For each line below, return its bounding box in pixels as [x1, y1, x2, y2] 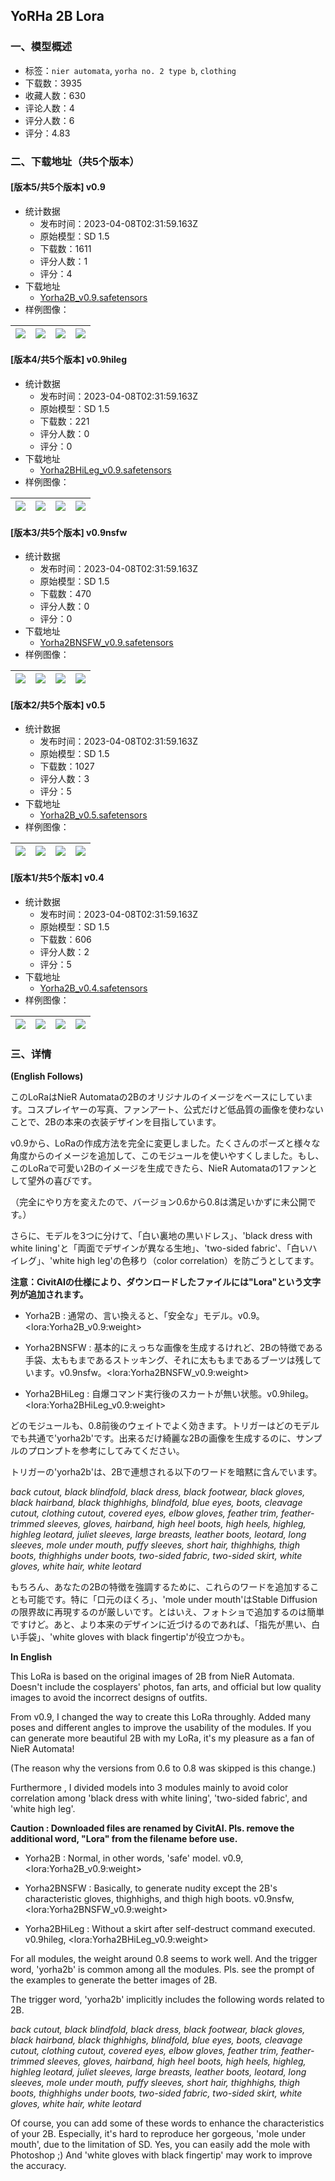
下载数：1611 [39, 242, 92, 254]
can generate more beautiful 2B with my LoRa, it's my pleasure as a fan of [10, 1732, 315, 1744]
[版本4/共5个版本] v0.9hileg [10, 354, 127, 366]
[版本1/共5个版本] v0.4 [10, 872, 105, 884]
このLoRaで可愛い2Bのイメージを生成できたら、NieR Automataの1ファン [10, 1162, 309, 1174]
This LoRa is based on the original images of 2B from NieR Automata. [10, 1670, 295, 1682]
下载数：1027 [39, 760, 95, 773]
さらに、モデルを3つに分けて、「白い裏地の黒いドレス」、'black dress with [10, 1229, 313, 1241]
